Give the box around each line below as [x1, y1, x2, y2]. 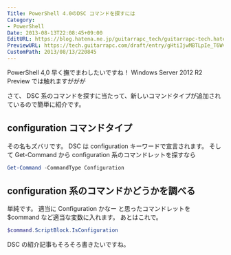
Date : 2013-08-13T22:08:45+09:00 [7, 29, 103, 37]
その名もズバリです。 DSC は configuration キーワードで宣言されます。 [7, 142, 208, 150]
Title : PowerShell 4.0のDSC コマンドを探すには [7, 10, 135, 17]
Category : [7, 17, 36, 23]
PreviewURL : [7, 42, 41, 49]
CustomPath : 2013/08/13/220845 [7, 49, 97, 56]
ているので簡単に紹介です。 [7, 100, 85, 108]
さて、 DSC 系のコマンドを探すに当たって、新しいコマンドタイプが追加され [7, 91, 221, 100]
